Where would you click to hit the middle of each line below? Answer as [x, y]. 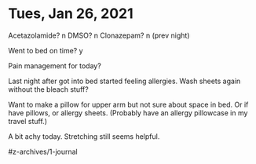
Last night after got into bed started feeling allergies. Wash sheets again [124, 81]
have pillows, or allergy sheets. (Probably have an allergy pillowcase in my [128, 113]
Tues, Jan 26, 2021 [71, 14]
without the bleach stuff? [48, 89]
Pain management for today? [55, 66]
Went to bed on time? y [46, 50]
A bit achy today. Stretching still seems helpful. [84, 136]
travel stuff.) [28, 121]
